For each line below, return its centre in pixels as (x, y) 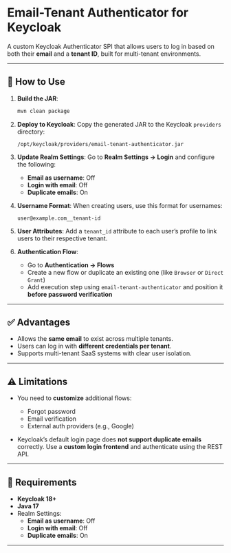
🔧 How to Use (36, 82)
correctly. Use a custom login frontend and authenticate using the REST (120, 447)
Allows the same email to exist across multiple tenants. (95, 339)
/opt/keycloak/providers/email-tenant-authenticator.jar (100, 144)
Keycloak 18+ (37, 499)
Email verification (52, 419)
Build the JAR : (37, 98)
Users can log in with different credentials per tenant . (94, 346)
